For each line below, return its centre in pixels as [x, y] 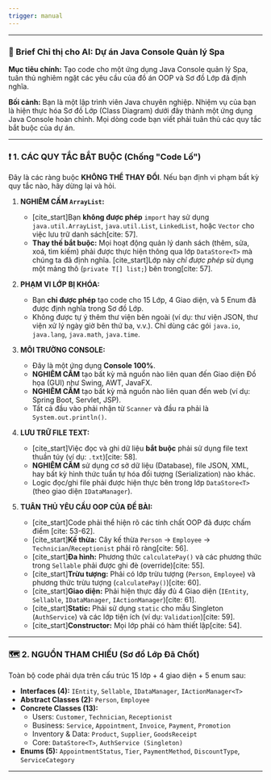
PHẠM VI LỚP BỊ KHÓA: [60, 284]
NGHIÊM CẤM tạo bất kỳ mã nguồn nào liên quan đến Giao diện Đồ [144, 374]
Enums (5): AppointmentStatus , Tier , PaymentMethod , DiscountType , [130, 751]
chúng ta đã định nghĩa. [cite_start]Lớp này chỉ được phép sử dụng [143, 260]
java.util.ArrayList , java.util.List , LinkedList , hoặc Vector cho [143, 226]
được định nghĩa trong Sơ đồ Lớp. [88, 308]
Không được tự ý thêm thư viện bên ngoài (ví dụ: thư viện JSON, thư [145, 317]
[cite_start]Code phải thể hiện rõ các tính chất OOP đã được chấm [142, 522]
